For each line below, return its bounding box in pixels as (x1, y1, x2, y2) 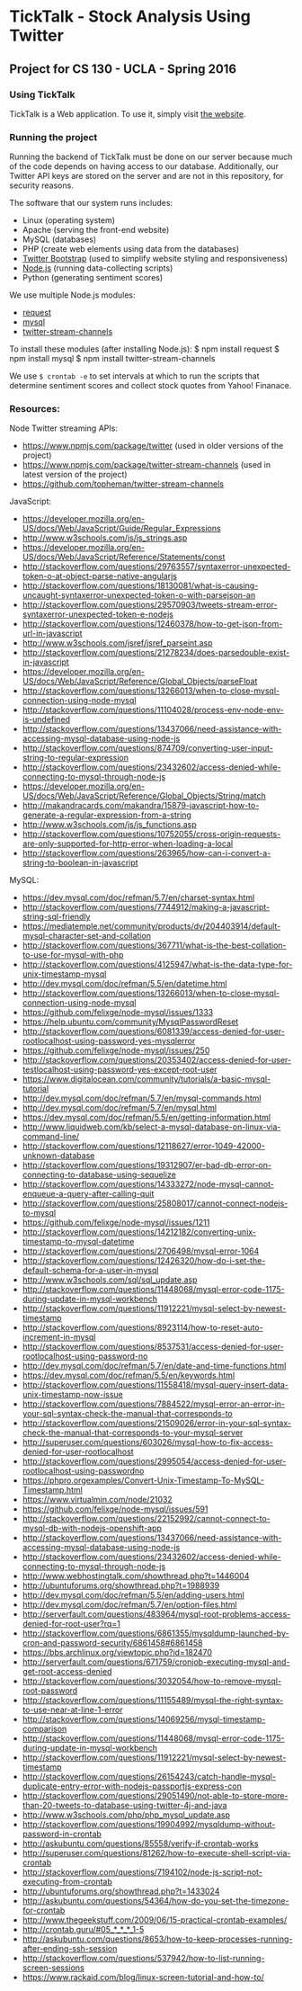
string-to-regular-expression (22, 753, 129, 763)
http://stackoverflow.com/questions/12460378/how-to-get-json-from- (22, 619, 283, 629)
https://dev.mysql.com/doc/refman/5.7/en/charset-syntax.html (22, 892, 255, 903)
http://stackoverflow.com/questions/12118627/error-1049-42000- (22, 1140, 265, 1152)
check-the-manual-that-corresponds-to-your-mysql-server (22, 1427, 244, 1438)
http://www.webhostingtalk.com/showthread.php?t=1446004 (22, 1571, 250, 1582)
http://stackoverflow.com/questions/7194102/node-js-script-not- (22, 1867, 263, 1878)
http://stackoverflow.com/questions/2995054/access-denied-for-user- (22, 1456, 287, 1467)
